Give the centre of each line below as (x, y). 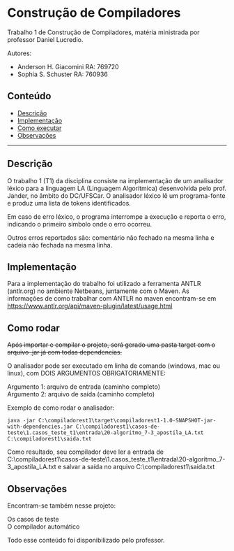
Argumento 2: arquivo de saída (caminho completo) (81, 394)
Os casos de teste (33, 519)
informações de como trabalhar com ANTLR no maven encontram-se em (112, 299)
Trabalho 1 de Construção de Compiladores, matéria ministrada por (103, 32)
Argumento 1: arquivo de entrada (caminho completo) (84, 387)
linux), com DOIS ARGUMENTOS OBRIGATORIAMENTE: (86, 373)
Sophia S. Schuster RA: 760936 (62, 74)
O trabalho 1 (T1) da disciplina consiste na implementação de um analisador (116, 180)
